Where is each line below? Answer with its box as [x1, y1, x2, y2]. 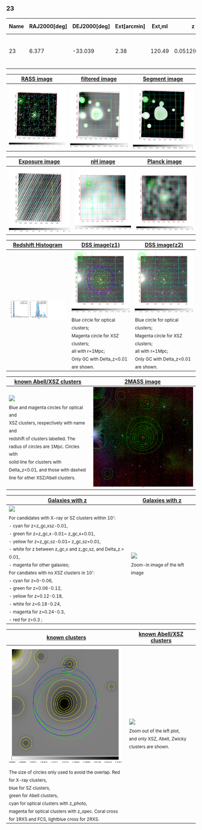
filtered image [81, 75, 117, 82]
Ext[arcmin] [115, 23, 145, 30]
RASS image [20, 75, 53, 82]
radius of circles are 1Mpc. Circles [8, 444, 80, 450]
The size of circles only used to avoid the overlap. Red [8, 769, 120, 775]
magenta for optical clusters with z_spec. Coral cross [8, 808, 118, 814]
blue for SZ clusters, [8, 785, 50, 791]
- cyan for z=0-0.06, [8, 578, 53, 584]
